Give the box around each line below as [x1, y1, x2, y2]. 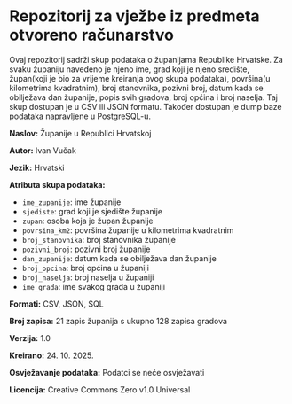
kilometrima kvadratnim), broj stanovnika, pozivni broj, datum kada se [9, 82, 264, 93]
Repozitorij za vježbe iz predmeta [9, 6, 260, 27]
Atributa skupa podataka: [9, 179, 106, 190]
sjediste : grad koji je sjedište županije [21, 206, 162, 216]
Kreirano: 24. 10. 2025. [9, 350, 94, 361]
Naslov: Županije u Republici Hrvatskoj [9, 128, 152, 138]
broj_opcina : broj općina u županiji [21, 262, 149, 273]
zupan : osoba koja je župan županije [21, 215, 154, 226]
